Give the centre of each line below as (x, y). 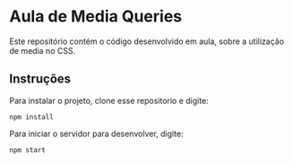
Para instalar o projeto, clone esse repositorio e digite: (109, 100)
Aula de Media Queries (95, 17)
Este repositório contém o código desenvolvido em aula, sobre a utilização (147, 41)
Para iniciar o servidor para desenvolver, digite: (96, 133)
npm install (31, 117)
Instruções (40, 79)
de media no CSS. (43, 50)
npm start (28, 150)
